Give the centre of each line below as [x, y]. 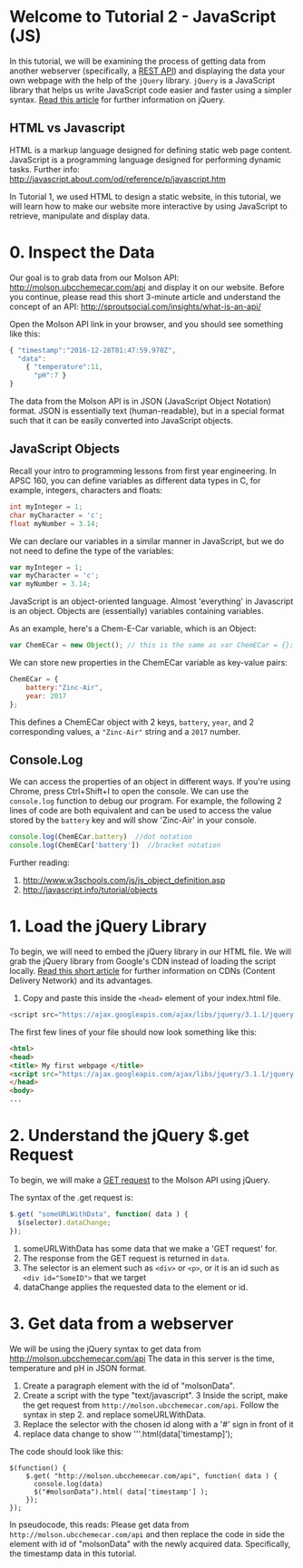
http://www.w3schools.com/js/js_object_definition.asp [124, 881]
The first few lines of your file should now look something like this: [133, 1032]
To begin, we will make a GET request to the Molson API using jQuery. [140, 1180]
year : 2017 [46, 696]
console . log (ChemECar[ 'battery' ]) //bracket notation [115, 845]
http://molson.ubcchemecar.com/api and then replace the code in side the [147, 1534]
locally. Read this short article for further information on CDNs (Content [142, 971]
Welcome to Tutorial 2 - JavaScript [143, 17]
